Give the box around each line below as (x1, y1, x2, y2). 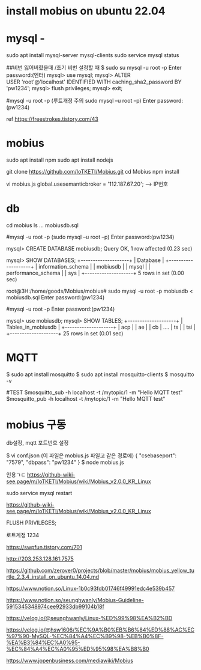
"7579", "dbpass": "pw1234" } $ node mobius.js (6, 458, 124, 466)
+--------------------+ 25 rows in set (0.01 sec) (6, 330, 124, 337)
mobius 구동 (6, 418, 67, 432)
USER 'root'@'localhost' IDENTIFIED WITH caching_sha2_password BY (6, 78, 182, 85)
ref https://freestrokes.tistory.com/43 (6, 115, 99, 123)
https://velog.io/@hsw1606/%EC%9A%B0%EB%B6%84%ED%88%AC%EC (6, 626, 195, 633)
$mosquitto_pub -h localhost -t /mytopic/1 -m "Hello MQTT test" (6, 395, 166, 402)
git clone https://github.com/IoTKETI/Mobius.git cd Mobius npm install (6, 168, 180, 175)
